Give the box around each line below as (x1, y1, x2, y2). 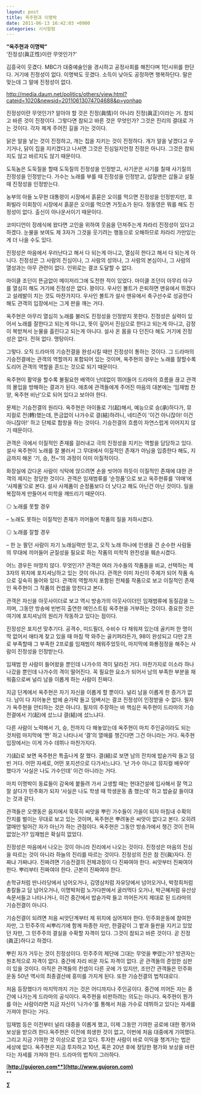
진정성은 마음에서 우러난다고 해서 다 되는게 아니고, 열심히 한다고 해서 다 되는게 (6, 249, 190, 257)
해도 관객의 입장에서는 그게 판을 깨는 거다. (6, 300, 104, 307)
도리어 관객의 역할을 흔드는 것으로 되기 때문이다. (6, 363, 119, 370)
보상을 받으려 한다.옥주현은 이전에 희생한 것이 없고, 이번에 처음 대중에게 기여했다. (6, 1028, 196, 1036)
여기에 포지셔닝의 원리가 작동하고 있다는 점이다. (6, 613, 118, 620)
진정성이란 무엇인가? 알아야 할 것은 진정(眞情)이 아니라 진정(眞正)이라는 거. (6, 109, 183, 117)
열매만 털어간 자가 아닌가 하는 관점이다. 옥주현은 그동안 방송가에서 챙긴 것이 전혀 (6, 823, 195, 831)
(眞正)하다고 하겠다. (6, 937, 53, 944)
